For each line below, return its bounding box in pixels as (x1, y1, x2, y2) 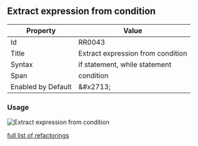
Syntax (10, 60, 33, 69)
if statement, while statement (78, 60, 172, 69)
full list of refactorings (7, 132, 70, 140)
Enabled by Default (10, 82, 72, 91)
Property (26, 25, 56, 35)
